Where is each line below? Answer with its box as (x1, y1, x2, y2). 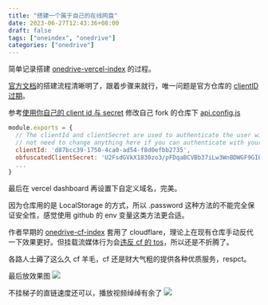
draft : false (8, 26, 52, 34)
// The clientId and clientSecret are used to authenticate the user (15, 131, 251, 139)
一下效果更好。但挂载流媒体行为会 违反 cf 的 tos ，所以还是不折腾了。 (8, 237, 234, 247)
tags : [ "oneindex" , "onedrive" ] (8, 33, 116, 42)
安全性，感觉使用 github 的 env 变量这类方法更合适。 (14, 210, 189, 220)
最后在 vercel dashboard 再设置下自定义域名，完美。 (8, 184, 182, 194)
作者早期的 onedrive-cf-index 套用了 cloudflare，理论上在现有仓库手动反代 (8, 228, 254, 237)
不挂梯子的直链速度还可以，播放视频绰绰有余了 (8, 288, 162, 298)
